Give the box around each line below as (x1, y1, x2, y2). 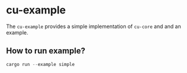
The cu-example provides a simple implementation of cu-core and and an (6, 23, 181, 30)
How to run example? (6, 46, 85, 56)
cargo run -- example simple (6, 61, 75, 67)
